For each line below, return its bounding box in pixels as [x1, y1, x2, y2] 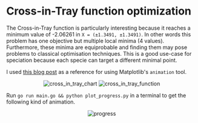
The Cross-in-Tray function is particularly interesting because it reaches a [6, 24, 191, 32]
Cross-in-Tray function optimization [6, 4, 192, 18]
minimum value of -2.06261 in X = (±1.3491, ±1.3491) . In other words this [6, 30, 191, 38]
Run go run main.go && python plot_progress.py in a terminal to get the [6, 91, 186, 99]
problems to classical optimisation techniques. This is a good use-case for [6, 50, 192, 57]
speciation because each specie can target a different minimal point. [6, 56, 177, 64]
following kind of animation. [6, 98, 76, 105]
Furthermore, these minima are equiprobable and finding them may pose [6, 44, 188, 51]
